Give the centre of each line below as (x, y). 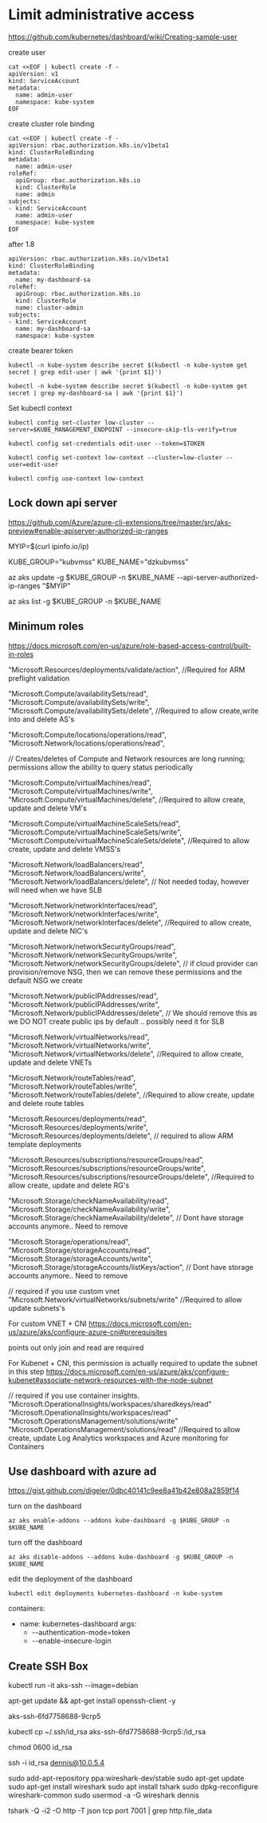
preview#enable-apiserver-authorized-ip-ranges (88, 531)
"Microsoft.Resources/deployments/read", (78, 1118)
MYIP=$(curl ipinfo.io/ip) (49, 546)
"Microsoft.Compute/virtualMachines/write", (80, 791)
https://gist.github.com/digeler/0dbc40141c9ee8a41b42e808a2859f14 (124, 1491)
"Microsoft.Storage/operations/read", (69, 1241)
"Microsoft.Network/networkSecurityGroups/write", (93, 955)
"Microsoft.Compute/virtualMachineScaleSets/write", (95, 832)
